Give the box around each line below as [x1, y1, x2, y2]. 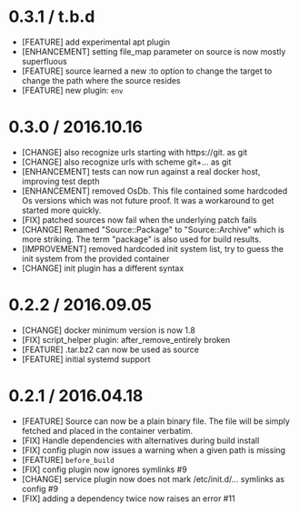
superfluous [21, 55, 67, 66]
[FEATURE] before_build [21, 454, 115, 465]
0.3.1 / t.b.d [8, 6, 95, 27]
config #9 [21, 483, 59, 494]
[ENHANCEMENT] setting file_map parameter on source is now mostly [21, 45, 286, 56]
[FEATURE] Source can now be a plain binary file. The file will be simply [21, 416, 290, 427]
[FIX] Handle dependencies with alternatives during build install [21, 435, 260, 446]
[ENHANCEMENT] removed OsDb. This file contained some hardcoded [21, 185, 288, 196]
